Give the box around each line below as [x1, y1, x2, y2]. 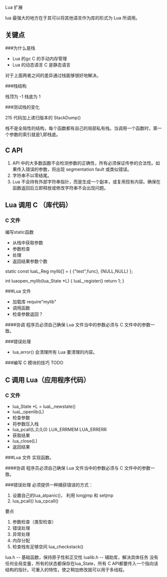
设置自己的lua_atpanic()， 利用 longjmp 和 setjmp [12, 492, 113, 498]
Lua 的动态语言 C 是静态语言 [12, 62, 71, 68]
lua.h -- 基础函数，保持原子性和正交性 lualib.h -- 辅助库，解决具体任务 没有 [5, 554, 159, 560]
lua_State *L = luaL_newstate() [12, 403, 76, 409]
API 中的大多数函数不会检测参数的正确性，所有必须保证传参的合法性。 [12, 160, 156, 166]
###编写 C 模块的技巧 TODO [5, 360, 64, 366]
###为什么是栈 [5, 45, 36, 51]
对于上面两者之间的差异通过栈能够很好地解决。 [5, 72, 101, 78]
